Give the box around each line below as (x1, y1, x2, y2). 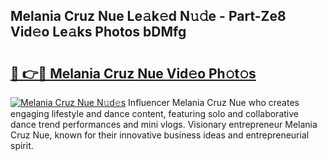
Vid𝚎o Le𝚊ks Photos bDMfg (10, 24, 187, 41)
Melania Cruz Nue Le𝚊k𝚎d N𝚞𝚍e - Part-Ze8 (10, 8, 287, 25)
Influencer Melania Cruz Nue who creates (128, 97, 300, 108)
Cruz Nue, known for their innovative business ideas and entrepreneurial (10, 129, 310, 141)
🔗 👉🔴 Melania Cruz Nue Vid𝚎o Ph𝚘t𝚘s (10, 65, 257, 82)
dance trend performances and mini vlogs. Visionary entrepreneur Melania (10, 119, 318, 130)
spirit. (10, 140, 34, 151)
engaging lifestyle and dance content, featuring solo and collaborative (10, 108, 299, 119)
